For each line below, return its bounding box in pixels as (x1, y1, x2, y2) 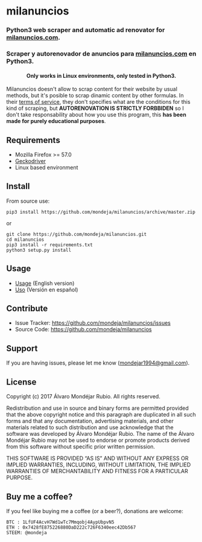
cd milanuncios (6, 237, 45, 243)
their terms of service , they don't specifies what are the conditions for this (6, 98, 191, 106)
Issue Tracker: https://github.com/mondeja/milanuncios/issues (14, 319, 171, 327)
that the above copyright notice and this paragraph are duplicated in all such (6, 411, 196, 418)
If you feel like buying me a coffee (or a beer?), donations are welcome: (6, 507, 184, 514)
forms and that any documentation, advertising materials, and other (6, 418, 174, 425)
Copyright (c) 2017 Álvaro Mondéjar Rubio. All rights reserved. (6, 393, 161, 400)
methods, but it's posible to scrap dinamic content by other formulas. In (6, 92, 184, 99)
